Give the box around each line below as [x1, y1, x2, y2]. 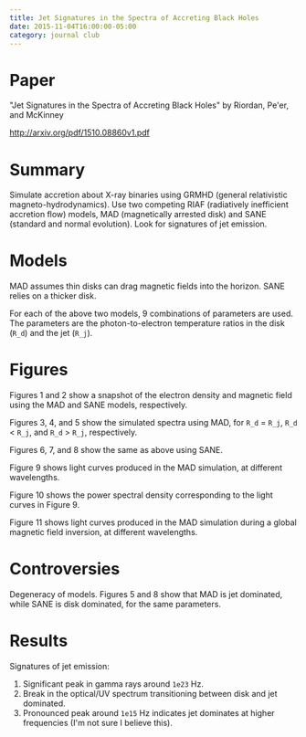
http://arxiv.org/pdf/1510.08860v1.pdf [9, 127, 151, 138]
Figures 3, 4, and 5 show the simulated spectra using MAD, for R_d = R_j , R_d [9, 417, 298, 428]
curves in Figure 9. [9, 500, 80, 511]
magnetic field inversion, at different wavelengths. [9, 527, 198, 538]
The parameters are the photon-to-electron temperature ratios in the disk [9, 318, 285, 329]
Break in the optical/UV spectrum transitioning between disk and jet [22, 689, 278, 699]
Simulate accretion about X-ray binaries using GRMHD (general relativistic [9, 189, 288, 201]
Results [9, 631, 69, 651]
